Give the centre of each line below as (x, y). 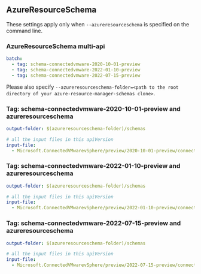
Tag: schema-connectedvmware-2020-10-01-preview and (93, 109)
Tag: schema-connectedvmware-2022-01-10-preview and (93, 166)
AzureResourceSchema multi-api (56, 46)
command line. (25, 31)
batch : (14, 59)
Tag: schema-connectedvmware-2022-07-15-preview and (94, 223)
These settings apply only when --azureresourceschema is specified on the (98, 24)
